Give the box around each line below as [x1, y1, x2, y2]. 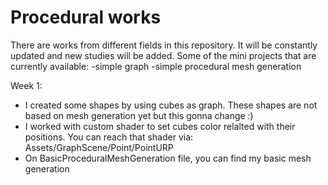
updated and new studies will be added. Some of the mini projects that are [10, 49, 317, 61]
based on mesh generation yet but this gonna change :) [24, 109, 254, 121]
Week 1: [10, 79, 43, 91]
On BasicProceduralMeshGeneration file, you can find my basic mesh [24, 152, 312, 164]
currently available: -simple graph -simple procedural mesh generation [10, 60, 302, 72]
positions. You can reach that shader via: [24, 131, 194, 143]
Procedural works [10, 6, 162, 29]
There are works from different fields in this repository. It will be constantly [10, 39, 318, 51]
